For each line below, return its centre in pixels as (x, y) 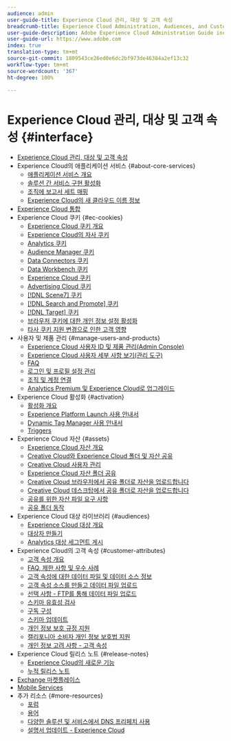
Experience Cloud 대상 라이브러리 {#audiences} (83, 516)
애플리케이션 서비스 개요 (60, 175)
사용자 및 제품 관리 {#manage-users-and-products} (88, 338)
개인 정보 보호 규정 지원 (59, 628)
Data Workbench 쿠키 (57, 269)
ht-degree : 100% (30, 77)
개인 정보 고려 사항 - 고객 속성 (67, 645)
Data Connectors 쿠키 (58, 261)
